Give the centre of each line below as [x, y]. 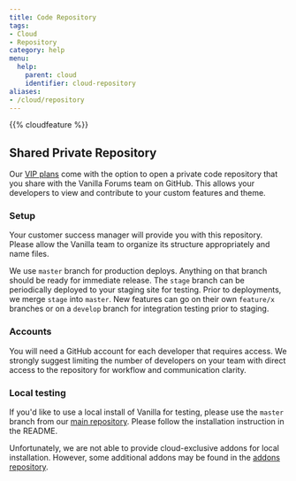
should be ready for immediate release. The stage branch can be [127, 281]
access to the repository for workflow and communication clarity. [128, 369]
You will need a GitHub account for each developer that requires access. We [148, 351]
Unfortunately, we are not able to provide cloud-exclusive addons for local [144, 448]
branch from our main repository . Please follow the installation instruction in [147, 422]
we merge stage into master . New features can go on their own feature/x [142, 299]
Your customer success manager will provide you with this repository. [136, 235]
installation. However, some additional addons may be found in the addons [145, 458]
